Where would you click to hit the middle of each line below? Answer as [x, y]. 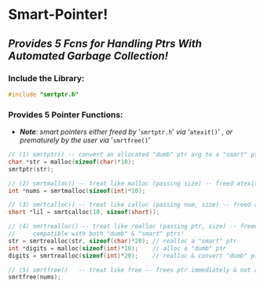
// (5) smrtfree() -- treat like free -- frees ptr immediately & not [130, 270]
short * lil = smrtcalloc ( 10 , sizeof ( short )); [84, 212]
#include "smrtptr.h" [44, 94]
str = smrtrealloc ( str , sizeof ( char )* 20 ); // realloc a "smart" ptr [123, 241]
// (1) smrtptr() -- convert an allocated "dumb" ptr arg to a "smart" [128, 155]
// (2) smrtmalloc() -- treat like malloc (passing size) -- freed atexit [133, 183]
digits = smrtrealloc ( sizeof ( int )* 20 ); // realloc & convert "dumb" [128, 256]
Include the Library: [46, 78]
